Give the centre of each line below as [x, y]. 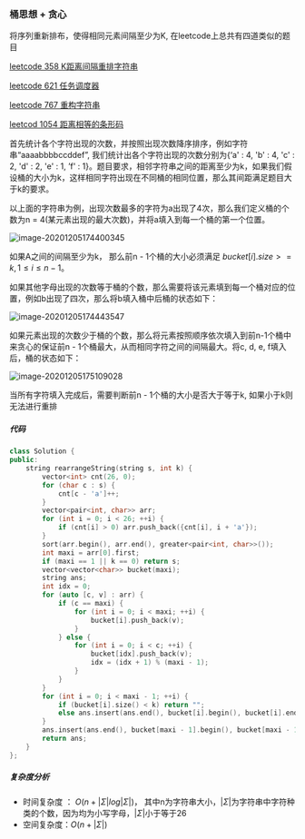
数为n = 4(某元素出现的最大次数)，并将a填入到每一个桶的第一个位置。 [140, 220]
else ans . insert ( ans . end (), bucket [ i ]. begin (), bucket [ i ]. [172, 713]
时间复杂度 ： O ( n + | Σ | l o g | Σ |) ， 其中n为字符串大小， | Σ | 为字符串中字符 [155, 802]
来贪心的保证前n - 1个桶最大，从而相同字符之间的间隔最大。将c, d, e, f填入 [148, 347]
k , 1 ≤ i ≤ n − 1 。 [39, 268]
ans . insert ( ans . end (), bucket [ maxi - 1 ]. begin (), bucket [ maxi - [166, 730]
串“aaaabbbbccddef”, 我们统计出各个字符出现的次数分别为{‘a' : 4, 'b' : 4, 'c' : [152, 155]
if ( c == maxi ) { [91, 604]
